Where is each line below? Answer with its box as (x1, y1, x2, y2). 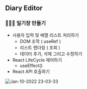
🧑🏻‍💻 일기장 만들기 (5, 20, 46, 27)
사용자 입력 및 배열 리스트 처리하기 (12, 32, 79, 38)
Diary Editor (5, 4, 43, 12)
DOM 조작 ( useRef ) (19, 38, 61, 44)
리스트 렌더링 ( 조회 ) (19, 44, 61, 50)
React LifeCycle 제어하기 (12, 57, 62, 63)
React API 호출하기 (12, 68, 50, 74)
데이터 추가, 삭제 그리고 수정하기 (19, 51, 83, 57)
